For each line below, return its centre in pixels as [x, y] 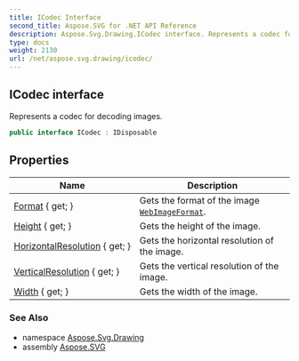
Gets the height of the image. [200, 226]
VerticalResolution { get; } [67, 271]
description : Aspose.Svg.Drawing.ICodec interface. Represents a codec [145, 34]
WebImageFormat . [173, 212]
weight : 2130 [33, 51]
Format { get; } [44, 205]
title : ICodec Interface [55, 17]
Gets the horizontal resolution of [206, 240]
